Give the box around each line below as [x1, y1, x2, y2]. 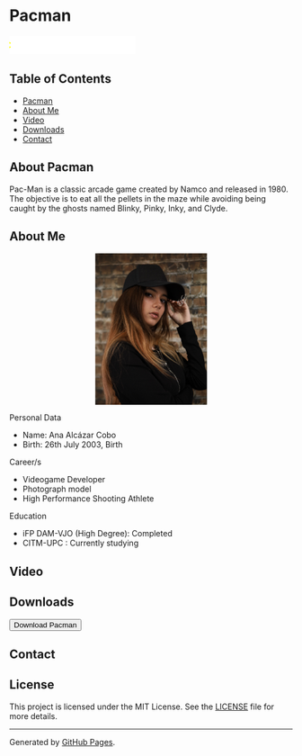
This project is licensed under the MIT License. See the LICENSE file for [9, 701, 275, 712]
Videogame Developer [22, 474, 106, 485]
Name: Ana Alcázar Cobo [22, 429, 117, 441]
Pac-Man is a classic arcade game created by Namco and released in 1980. [9, 184, 289, 194]
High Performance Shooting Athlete [22, 493, 155, 504]
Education [9, 510, 47, 522]
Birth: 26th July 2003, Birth [22, 439, 123, 450]
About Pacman [9, 159, 94, 175]
